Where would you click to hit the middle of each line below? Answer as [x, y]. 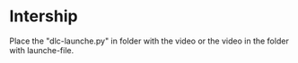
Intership [44, 16]
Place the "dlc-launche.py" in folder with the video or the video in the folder [149, 41]
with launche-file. [42, 50]
